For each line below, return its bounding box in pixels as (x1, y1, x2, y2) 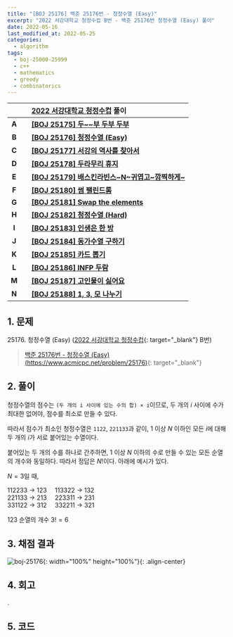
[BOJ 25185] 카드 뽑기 (31, 250, 106, 260)
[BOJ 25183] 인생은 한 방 (31, 223, 114, 233)
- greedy (13, 75, 39, 83)
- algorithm (13, 43, 49, 50)
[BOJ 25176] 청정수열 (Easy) (31, 133, 128, 143)
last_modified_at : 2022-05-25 (7, 30, 96, 37)
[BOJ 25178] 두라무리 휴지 (31, 159, 119, 169)
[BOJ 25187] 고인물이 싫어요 (31, 276, 125, 286)
